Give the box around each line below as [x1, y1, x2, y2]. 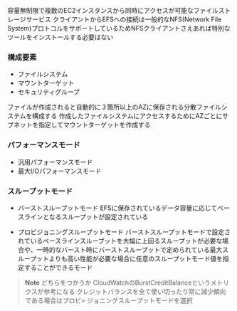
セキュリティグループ [17, 88, 80, 96]
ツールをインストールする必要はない [7, 33, 114, 41]
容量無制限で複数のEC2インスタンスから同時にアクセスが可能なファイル [7, 6, 218, 14]
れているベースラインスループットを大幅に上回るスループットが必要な [17, 236, 223, 245]
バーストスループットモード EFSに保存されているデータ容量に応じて [17, 204, 218, 212]
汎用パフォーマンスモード [17, 157, 93, 166]
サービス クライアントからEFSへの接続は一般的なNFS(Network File [26, 15, 222, 23]
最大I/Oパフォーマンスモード [17, 167, 102, 175]
